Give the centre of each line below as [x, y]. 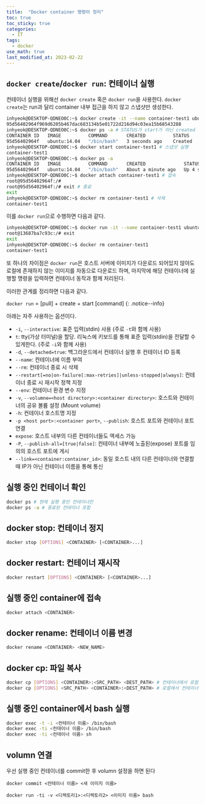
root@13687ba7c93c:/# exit [41, 234]
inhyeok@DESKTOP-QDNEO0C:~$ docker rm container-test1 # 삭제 [86, 198]
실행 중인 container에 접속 [54, 598]
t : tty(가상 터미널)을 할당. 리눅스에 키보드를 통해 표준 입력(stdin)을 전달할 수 [105, 336]
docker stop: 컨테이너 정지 [55, 528]
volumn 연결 [29, 755]
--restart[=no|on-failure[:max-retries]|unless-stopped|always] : [99, 375]
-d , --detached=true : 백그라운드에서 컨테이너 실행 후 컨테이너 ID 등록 [98, 352]
